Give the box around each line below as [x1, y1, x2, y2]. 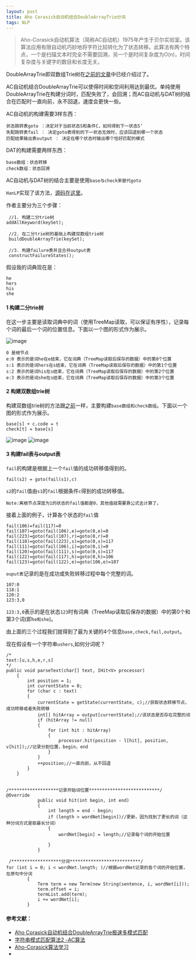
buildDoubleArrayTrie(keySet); [8, 236, 85, 242]
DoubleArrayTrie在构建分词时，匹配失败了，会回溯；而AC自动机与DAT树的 [6, 90, 185, 97]
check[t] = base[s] [6, 426, 54, 432]
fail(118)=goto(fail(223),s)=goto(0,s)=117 [6, 538, 114, 544]
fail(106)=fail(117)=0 [6, 523, 61, 529]
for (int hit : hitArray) [47, 727, 111, 733]
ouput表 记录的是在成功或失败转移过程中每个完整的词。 [6, 570, 136, 577]
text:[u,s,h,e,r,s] [6, 657, 54, 663]
